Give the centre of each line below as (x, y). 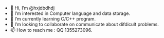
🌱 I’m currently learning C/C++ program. (53, 19)
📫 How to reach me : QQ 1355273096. (51, 30)
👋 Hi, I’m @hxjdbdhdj (32, 8)
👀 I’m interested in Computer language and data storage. (70, 13)
